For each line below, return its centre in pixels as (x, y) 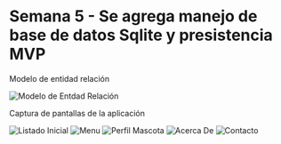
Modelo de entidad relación (60, 78)
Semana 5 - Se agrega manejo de (133, 16)
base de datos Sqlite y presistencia (141, 35)
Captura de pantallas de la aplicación (77, 113)
